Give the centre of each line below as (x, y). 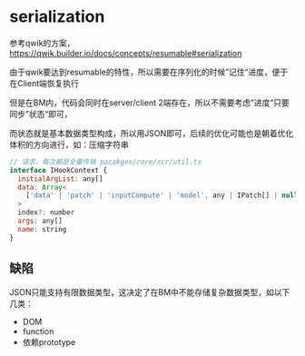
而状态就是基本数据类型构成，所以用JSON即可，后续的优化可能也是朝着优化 (152, 133)
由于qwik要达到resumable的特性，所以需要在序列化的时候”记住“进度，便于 (149, 72)
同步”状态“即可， (41, 114)
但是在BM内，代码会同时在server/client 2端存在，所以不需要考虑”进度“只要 (150, 103)
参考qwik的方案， (42, 43)
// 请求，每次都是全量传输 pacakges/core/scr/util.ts (106, 162)
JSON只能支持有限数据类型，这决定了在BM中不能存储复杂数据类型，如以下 (150, 292)
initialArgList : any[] (60, 179)
